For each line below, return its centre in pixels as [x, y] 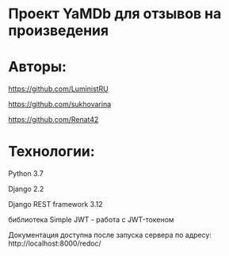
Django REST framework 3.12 [55, 204]
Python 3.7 [26, 174]
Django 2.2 [26, 189]
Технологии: [52, 152]
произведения [59, 31]
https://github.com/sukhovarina [60, 105]
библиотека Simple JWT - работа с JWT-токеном [91, 220]
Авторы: [38, 67]
